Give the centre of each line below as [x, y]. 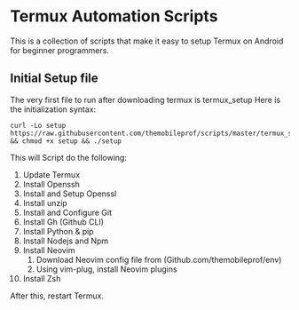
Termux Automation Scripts [114, 16]
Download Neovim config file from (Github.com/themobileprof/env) [159, 259]
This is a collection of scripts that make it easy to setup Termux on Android [147, 41]
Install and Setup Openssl [70, 194]
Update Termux [51, 174]
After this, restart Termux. [57, 296]
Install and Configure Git [67, 212]
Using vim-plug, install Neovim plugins [106, 269]
